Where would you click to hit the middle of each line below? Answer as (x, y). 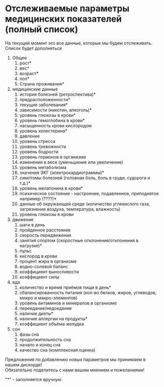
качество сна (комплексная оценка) (57, 350)
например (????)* (38, 198)
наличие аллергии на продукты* (53, 318)
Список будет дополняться (34, 48)
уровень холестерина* (43, 131)
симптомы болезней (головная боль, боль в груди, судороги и (85, 178)
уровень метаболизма (43, 167)
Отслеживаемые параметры (67, 9)
